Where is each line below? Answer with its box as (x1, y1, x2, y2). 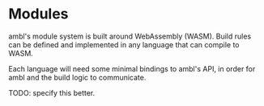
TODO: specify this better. (8, 88, 96, 97)
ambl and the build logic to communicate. (8, 72, 147, 82)
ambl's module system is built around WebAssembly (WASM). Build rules (8, 31, 252, 41)
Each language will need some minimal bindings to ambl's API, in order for (8, 63, 256, 73)
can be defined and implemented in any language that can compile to (8, 39, 241, 49)
